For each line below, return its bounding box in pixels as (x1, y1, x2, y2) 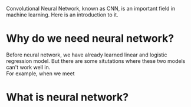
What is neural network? (6, 91, 129, 104)
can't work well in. (6, 63, 51, 71)
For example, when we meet (6, 70, 75, 77)
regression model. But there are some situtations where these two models (6, 57, 186, 64)
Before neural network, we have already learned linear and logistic (6, 51, 167, 58)
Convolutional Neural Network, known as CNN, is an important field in (6, 5, 176, 12)
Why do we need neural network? (6, 32, 174, 45)
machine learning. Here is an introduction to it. (6, 11, 119, 18)
